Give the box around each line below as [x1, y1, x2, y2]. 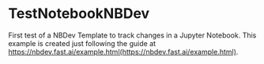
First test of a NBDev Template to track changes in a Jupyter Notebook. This [8, 30, 257, 40]
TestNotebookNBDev [8, 5, 150, 23]
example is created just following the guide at [8, 38, 157, 48]
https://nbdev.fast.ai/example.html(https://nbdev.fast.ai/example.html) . [8, 47, 239, 56]
